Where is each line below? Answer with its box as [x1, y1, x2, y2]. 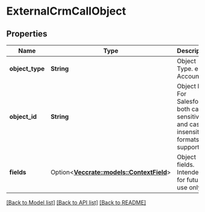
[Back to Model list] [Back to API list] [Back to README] [6, 199, 146, 206]
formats [176, 135, 200, 144]
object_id [9, 113, 37, 121]
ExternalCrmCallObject [6, 4, 126, 18]
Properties [6, 29, 48, 39]
